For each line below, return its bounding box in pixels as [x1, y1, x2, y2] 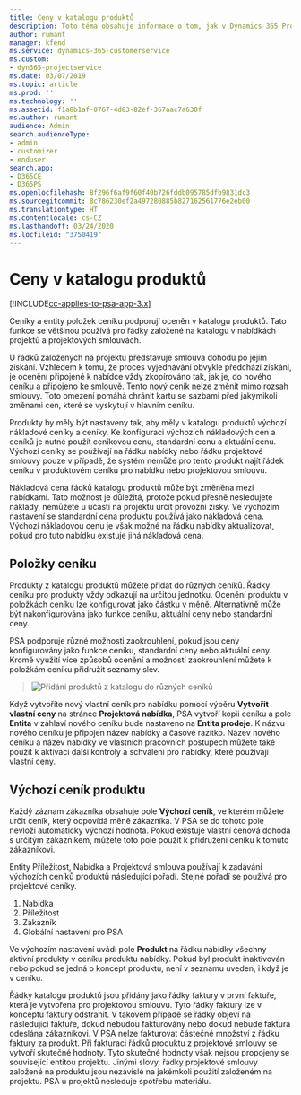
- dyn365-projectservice [9, 64, 102, 73]
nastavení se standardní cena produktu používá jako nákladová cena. [9, 511, 264, 521]
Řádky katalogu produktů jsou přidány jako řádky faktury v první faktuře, [9, 989, 277, 1001]
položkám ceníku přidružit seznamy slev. [9, 664, 159, 675]
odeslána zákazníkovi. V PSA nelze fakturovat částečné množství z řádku [9, 1028, 279, 1038]
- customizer [9, 146, 58, 155]
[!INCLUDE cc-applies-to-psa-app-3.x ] [9, 298, 151, 310]
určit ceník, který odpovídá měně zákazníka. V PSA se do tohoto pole [9, 815, 264, 826]
